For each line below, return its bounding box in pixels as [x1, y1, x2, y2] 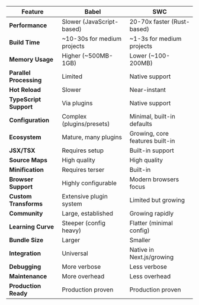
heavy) [62, 226, 82, 235]
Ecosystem [9, 133, 41, 141]
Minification [9, 166, 44, 174]
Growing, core [129, 130, 169, 137]
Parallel [9, 69, 31, 76]
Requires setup [62, 146, 104, 155]
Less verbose [129, 263, 168, 271]
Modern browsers [129, 175, 179, 183]
